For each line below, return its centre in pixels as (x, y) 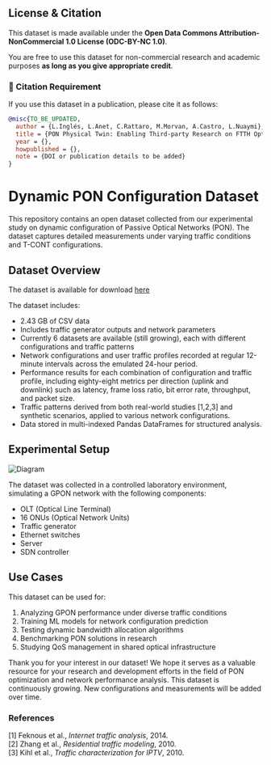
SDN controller (45, 552)
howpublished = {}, (48, 149)
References (31, 717)
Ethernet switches (50, 535)
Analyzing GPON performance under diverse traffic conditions (123, 612)
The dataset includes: (44, 305)
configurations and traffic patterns (77, 346)
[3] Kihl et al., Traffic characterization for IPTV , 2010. (96, 752)
